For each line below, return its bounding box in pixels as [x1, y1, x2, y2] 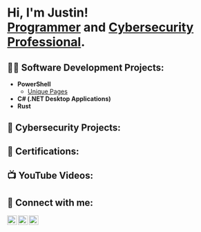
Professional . [7, 35, 86, 50]
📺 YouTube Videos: [7, 170, 93, 182]
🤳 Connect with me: [7, 197, 93, 209]
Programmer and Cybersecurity [7, 19, 194, 35]
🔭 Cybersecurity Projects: [7, 122, 121, 134]
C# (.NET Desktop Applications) [17, 95, 112, 103]
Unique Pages [27, 88, 68, 95]
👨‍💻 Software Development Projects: [7, 61, 164, 73]
